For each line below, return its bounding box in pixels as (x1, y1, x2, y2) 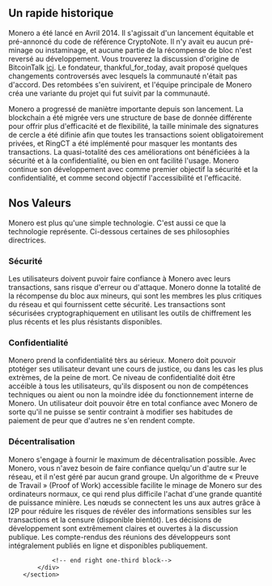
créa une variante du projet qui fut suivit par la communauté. (8, 88, 210, 98)
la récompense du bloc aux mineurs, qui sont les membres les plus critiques (8, 291, 262, 301)
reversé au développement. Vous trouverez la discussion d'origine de (8, 53, 240, 63)
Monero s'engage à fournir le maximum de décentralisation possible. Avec (8, 454, 257, 464)
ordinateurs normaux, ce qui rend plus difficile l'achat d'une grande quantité (8, 489, 262, 498)
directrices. (8, 235, 47, 245)
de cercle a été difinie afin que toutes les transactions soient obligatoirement (8, 130, 264, 139)
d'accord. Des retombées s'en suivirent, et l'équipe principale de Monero (8, 79, 253, 89)
